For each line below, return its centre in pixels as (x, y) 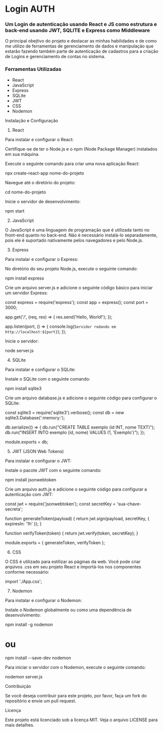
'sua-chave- (129, 504)
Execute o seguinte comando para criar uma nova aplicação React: (72, 163)
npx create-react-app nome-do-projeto (45, 173)
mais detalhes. (20, 725)
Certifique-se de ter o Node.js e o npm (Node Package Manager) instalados (81, 149)
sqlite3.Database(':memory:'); (35, 418)
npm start (15, 211)
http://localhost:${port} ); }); (36, 331)
